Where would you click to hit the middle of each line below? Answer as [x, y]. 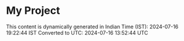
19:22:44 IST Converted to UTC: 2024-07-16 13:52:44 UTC [77, 32]
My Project [33, 11]
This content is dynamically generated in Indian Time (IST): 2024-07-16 [92, 27]
